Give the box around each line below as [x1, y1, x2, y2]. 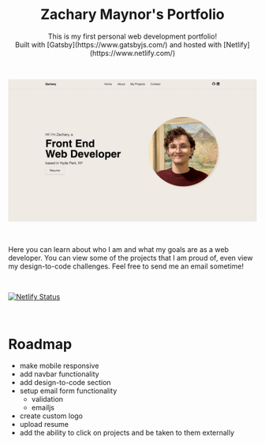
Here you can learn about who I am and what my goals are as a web [8, 245, 230, 254]
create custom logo [19, 411, 84, 421]
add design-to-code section [19, 378, 112, 388]
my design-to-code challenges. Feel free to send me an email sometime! [8, 261, 244, 271]
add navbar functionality [19, 369, 100, 379]
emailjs [31, 403, 55, 413]
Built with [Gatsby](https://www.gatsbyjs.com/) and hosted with [15, 39, 222, 49]
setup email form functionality [19, 386, 118, 395]
